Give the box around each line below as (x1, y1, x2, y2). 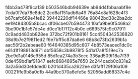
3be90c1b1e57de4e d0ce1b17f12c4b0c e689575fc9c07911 (5, 26, 126, 32)
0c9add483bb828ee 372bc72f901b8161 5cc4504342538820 (5, 31, 133, 37)
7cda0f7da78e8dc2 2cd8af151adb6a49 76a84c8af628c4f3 (5, 10, 128, 16)
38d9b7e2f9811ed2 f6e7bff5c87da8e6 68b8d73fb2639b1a (5, 36, 127, 43)
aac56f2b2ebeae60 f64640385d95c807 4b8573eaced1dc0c (5, 42, 132, 48)
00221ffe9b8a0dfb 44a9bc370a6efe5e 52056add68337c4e (5, 69, 130, 75)
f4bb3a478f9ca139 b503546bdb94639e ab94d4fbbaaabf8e (5, 5, 131, 10)
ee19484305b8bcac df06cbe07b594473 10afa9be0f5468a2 (5, 20, 131, 26)
